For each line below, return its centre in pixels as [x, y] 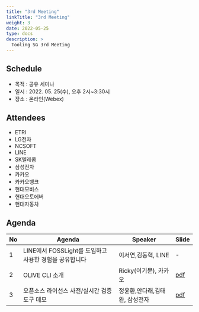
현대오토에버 [29, 196]
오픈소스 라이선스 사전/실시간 [61, 291]
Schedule [24, 69]
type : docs [20, 34]
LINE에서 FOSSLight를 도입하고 [65, 251]
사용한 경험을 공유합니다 [55, 260]
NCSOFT [25, 146]
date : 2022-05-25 [28, 28]
